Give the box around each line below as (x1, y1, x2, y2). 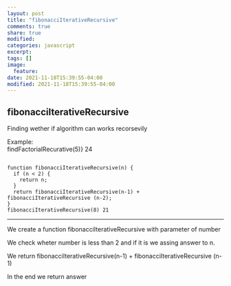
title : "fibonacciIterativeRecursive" (7, 17, 118, 23)
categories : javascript (7, 42, 76, 49)
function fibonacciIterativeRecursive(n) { (7, 165, 134, 172)
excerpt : (7, 49, 32, 56)
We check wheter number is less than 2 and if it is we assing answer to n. (7, 238, 215, 247)
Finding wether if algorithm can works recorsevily (7, 125, 148, 133)
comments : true (7, 23, 51, 30)
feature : (13, 68, 38, 74)
